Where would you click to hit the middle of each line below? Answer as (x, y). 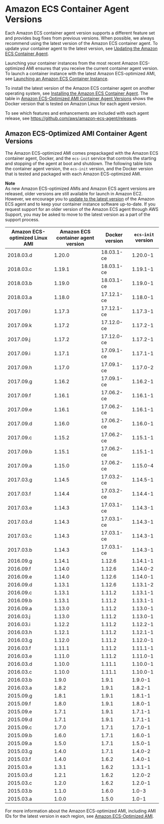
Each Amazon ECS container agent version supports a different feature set (80, 33)
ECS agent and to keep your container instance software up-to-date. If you (80, 204)
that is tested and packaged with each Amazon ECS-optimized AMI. (73, 174)
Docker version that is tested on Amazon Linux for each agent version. (76, 103)
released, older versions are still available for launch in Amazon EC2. (74, 193)
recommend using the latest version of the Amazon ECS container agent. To (81, 43)
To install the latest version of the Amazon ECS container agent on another (80, 88)
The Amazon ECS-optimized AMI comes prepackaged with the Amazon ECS (82, 153)
